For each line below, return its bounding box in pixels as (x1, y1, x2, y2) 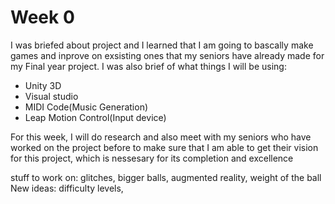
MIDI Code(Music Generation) (24, 101, 149, 113)
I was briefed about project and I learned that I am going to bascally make (10, 39, 314, 51)
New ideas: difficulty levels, (10, 182, 124, 194)
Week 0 (10, 6, 75, 29)
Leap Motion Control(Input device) (24, 111, 167, 123)
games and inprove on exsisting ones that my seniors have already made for (10, 49, 325, 61)
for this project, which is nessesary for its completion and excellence (10, 152, 294, 164)
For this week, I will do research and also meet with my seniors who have (10, 131, 312, 143)
